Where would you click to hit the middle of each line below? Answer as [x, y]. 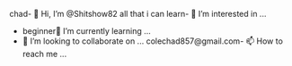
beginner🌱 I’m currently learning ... [86, 31]
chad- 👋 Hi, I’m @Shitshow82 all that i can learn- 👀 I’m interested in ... [138, 14]
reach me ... [44, 54]
